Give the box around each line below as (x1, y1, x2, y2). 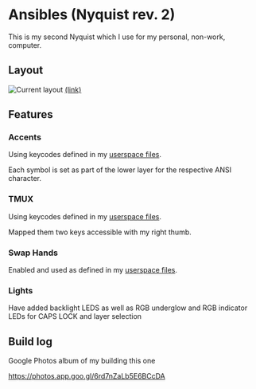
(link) (64, 84, 82, 94)
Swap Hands (8, 247, 58, 258)
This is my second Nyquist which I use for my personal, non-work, (8, 32, 226, 41)
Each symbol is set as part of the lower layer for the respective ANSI (8, 165, 232, 175)
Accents (8, 132, 42, 143)
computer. (8, 40, 42, 49)
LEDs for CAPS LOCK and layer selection (8, 312, 142, 321)
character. (8, 174, 42, 183)
